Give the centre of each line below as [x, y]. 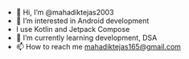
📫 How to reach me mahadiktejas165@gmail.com [98, 47]
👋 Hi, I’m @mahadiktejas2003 [65, 12]
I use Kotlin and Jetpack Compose [73, 29]
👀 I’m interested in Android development [82, 21]
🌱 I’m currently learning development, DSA [86, 37]
